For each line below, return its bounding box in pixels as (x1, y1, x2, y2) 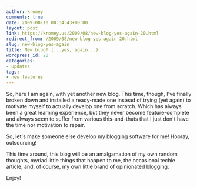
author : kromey (6, 8, 44, 15)
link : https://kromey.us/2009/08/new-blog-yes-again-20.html (6, 31, 159, 36)
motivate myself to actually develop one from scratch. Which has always (6, 103, 182, 110)
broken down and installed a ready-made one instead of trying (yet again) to (6, 96, 191, 103)
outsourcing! (6, 139, 37, 146)
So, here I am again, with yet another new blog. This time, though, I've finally (6, 91, 192, 98)
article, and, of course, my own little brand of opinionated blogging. (6, 163, 169, 171)
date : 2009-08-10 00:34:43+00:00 (6, 19, 88, 25)
